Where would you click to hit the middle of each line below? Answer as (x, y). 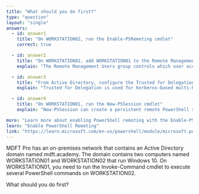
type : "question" (28, 17)
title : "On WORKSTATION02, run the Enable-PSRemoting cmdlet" (95, 39)
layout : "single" (28, 22)
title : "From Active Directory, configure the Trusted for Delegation (106, 83)
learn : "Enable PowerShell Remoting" (53, 126)
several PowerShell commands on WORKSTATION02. (71, 173)
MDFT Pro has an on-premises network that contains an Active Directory (95, 148)
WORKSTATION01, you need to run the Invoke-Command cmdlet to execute (98, 167)
